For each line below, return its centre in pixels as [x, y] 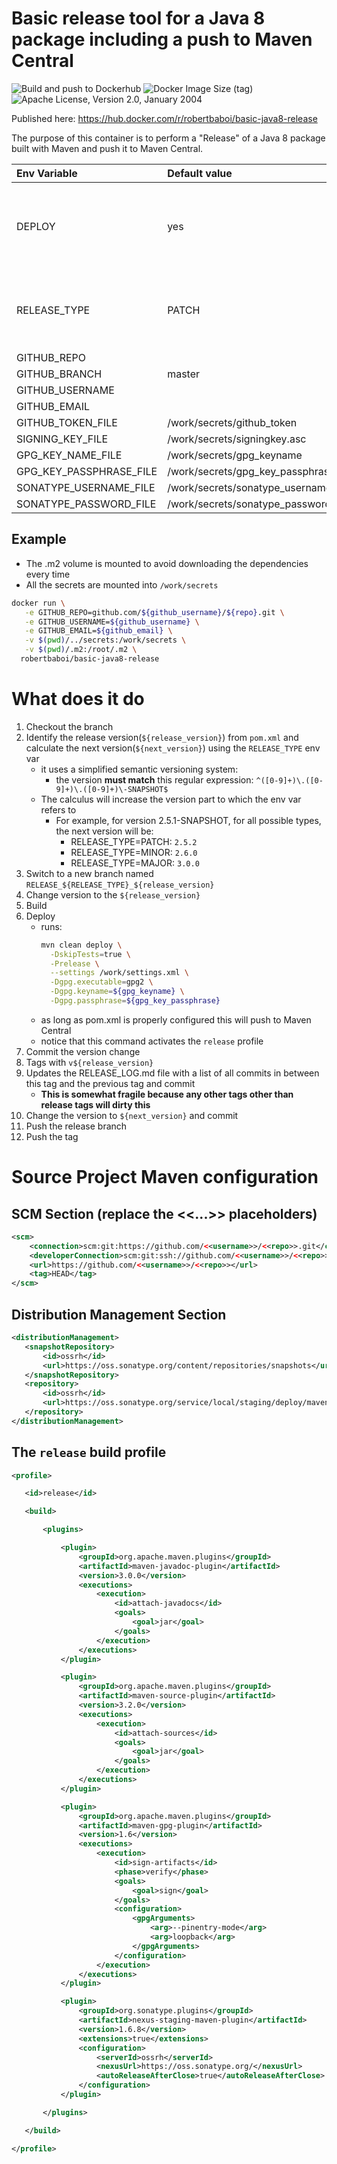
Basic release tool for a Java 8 [138, 18]
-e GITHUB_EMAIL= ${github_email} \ [98, 631]
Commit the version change [83, 1051]
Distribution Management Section [119, 1314]
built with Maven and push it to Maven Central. [107, 148]
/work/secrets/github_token [232, 422]
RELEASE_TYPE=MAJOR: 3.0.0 [135, 863]
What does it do [78, 699]
